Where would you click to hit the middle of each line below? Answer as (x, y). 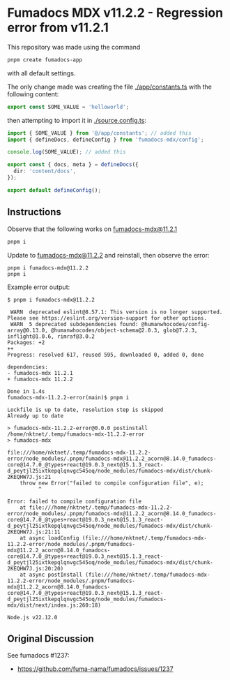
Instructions (34, 212)
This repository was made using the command (74, 47)
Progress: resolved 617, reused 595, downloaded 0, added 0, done (106, 355)
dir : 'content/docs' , (45, 171)
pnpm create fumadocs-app (45, 60)
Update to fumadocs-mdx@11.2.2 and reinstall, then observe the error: (109, 255)
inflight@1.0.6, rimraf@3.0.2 (51, 337)
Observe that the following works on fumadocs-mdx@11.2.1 (92, 229)
